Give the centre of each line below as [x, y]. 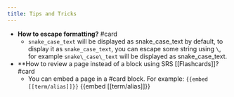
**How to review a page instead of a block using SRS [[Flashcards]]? [118, 63]
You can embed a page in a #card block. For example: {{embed [118, 79]
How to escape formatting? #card [67, 34]
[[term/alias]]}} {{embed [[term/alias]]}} [89, 86]
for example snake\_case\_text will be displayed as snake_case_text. [128, 56]
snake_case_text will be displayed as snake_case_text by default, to [125, 41]
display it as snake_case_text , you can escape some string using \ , [124, 48]
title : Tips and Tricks [42, 14]
